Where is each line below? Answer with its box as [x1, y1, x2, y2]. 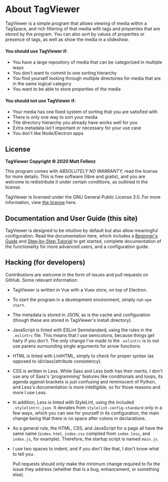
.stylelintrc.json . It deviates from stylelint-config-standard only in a [12, 404, 162, 410]
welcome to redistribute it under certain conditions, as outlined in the [5, 179, 148, 185]
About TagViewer [5, 4, 80, 15]
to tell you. [12, 451, 35, 457]
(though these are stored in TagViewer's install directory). [12, 317, 132, 323]
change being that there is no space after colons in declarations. [12, 415, 146, 421]
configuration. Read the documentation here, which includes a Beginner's [5, 232, 158, 238]
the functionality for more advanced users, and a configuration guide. [5, 244, 149, 250]
